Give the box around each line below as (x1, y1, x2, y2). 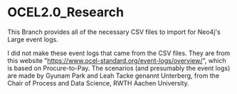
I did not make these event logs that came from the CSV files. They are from (7, 49, 231, 57)
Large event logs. (7, 35, 58, 43)
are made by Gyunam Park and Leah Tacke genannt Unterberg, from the (7, 71, 219, 80)
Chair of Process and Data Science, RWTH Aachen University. (7, 78, 190, 87)
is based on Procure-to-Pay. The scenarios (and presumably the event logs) (7, 64, 231, 72)
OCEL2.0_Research (7, 4, 125, 20)
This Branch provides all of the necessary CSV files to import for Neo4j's (7, 28, 221, 36)
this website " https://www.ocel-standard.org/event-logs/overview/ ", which (7, 56, 226, 64)
